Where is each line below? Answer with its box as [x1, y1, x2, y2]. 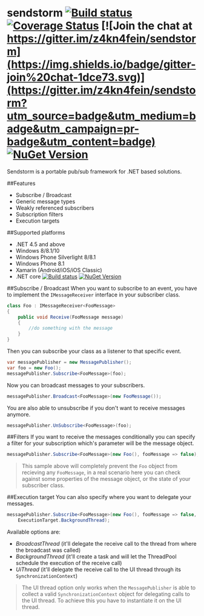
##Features [7, 179, 36, 187]
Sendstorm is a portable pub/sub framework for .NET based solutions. [7, 167, 182, 175]
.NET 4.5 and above [15, 240, 65, 248]
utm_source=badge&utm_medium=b [7, 109, 196, 123]
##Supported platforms [7, 229, 65, 236]
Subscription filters [15, 210, 64, 218]
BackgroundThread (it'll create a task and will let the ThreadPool [15, 553, 177, 560]
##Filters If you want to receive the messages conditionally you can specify [7, 434, 196, 441]
